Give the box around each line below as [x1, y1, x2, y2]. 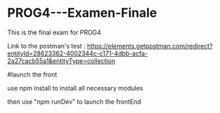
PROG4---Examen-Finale [7, 5, 158, 21]
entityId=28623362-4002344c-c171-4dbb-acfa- [7, 49, 149, 58]
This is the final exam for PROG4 [7, 28, 102, 36]
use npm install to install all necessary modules [7, 84, 144, 92]
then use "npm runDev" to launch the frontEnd [7, 97, 142, 106]
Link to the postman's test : [7, 41, 86, 50]
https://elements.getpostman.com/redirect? [87, 41, 213, 50]
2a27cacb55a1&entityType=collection [7, 56, 116, 65]
